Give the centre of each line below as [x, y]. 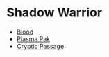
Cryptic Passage [40, 46]
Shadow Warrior [54, 13]
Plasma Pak [33, 38]
